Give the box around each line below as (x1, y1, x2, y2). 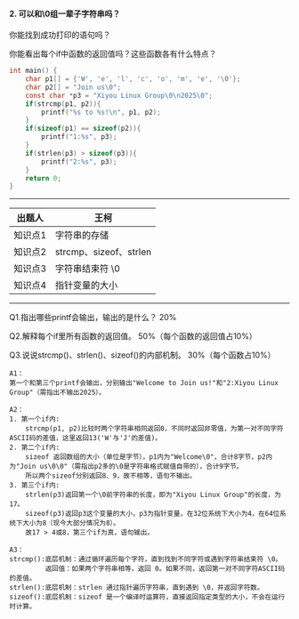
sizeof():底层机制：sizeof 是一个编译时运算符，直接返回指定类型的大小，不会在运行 (9, 592, 286, 602)
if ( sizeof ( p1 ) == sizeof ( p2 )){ (25, 125, 141, 133)
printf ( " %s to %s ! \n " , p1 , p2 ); (41, 108, 162, 117)
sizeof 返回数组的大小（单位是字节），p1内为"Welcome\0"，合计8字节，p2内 (25, 453, 273, 462)
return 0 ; (25, 173, 62, 182)
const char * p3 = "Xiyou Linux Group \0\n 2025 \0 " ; (25, 91, 214, 100)
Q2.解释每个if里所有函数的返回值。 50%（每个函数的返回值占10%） (9, 331, 257, 342)
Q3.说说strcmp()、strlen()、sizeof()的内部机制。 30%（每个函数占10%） (9, 350, 276, 360)
